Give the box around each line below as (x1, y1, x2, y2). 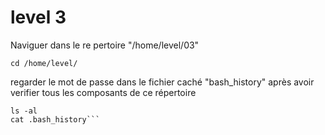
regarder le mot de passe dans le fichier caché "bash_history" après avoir (10, 76, 315, 88)
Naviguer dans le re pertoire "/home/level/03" (10, 39, 200, 51)
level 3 (10, 6, 67, 29)
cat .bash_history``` (10, 114, 101, 125)
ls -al (10, 106, 38, 116)
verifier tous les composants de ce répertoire (10, 86, 197, 98)
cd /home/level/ (10, 58, 78, 68)
